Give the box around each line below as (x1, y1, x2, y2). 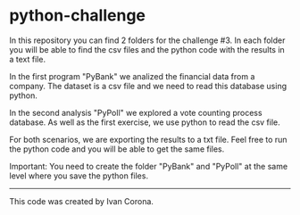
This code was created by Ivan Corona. (9, 195, 154, 206)
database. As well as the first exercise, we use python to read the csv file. (9, 117, 280, 128)
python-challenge (9, 5, 146, 26)
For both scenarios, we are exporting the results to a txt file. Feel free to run (9, 134, 287, 145)
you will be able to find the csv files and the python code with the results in (9, 44, 286, 54)
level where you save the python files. (9, 170, 149, 181)
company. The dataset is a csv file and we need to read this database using (9, 80, 287, 91)
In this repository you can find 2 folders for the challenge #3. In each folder (9, 35, 286, 45)
